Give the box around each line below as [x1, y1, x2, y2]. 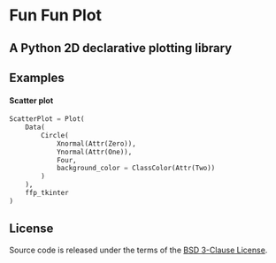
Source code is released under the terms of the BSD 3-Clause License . [9, 244, 268, 255]
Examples [9, 70, 65, 85]
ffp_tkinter [25, 189, 69, 198]
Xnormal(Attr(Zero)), [56, 139, 137, 148]
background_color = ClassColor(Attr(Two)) [56, 164, 216, 173]
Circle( [41, 131, 69, 139]
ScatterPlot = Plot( [9, 115, 86, 124]
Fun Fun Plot [9, 5, 103, 26]
